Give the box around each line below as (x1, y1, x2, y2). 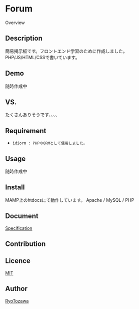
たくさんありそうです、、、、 (5, 112, 60, 118)
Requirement (5, 126, 46, 135)
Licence (5, 256, 31, 265)
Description (5, 34, 42, 43)
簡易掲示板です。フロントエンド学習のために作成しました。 (5, 48, 127, 54)
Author (5, 284, 27, 293)
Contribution (5, 240, 46, 248)
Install (5, 183, 25, 192)
